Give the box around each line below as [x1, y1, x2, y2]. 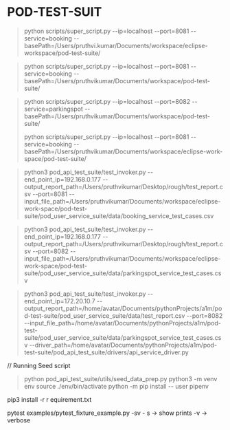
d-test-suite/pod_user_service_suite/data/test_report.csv [23, 311, 185, 320]
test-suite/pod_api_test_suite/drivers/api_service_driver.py [23, 348, 189, 356]
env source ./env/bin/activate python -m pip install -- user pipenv [23, 382, 209, 390]
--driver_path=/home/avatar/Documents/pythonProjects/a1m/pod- [29, 341, 218, 349]
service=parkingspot [23, 105, 84, 113]
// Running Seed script [7, 361, 71, 369]
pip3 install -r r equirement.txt [7, 395, 92, 403]
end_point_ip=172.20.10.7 [23, 297, 95, 305]
